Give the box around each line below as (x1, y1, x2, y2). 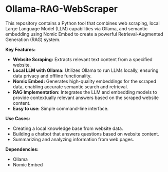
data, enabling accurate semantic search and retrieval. (12, 83, 128, 90)
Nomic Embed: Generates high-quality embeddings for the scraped (12, 78, 157, 84)
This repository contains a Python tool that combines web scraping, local (5, 20, 160, 26)
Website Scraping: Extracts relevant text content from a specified (12, 56, 153, 62)
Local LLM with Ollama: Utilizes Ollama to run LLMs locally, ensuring (12, 67, 159, 73)
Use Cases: (5, 115, 30, 121)
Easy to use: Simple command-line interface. (12, 105, 109, 111)
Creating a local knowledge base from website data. (12, 125, 123, 131)
